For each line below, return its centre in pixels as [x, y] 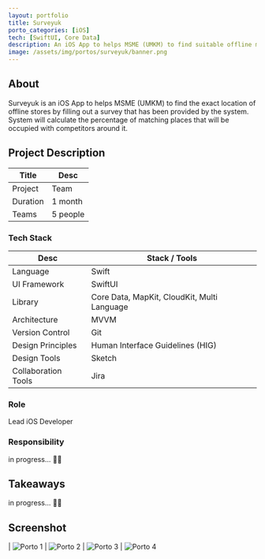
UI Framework [38, 284]
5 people [68, 214]
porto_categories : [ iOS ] [49, 30]
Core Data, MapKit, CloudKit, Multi [155, 296]
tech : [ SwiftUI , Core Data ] [54, 37]
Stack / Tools [172, 258]
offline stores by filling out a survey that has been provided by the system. [129, 111]
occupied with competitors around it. [68, 128]
